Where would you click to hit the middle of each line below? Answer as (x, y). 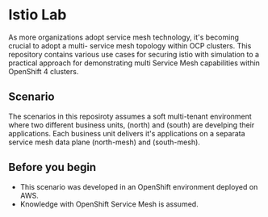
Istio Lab (38, 15)
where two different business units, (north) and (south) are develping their (132, 125)
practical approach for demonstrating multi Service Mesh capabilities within (134, 63)
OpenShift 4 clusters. (44, 71)
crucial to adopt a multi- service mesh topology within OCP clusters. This (130, 45)
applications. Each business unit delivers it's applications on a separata (127, 133)
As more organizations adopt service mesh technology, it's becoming (124, 37)
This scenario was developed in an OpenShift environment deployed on (139, 186)
